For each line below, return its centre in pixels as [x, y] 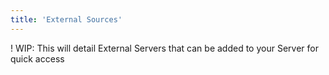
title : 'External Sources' [66, 19]
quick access [37, 58]
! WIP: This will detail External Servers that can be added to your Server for [164, 48]
